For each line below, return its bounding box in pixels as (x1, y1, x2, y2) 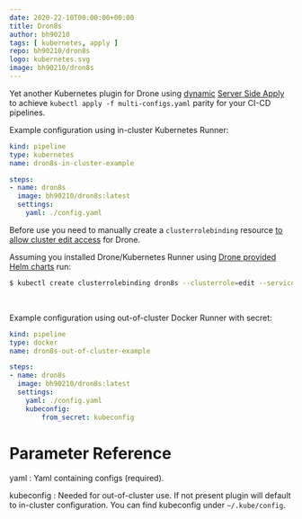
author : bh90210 (9, 30, 70, 39)
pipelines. (9, 107, 46, 118)
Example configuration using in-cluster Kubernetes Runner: (9, 124, 229, 135)
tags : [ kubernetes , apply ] (9, 38, 119, 48)
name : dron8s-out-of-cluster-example (9, 346, 151, 355)
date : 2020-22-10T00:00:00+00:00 (9, 13, 135, 22)
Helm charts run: (9, 261, 72, 272)
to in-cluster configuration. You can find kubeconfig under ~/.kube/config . (9, 500, 286, 511)
